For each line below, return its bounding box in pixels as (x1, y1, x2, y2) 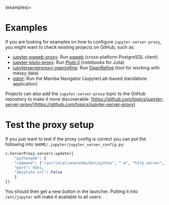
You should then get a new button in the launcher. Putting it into (5, 188, 138, 194)
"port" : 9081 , (14, 165, 44, 170)
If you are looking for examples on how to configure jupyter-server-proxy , (5, 38, 161, 45)
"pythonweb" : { (14, 155, 47, 161)
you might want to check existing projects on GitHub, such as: (5, 44, 135, 50)
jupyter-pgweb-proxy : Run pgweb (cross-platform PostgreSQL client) (12, 54, 158, 60)
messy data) (12, 70, 39, 76)
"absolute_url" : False (14, 170, 62, 175)
